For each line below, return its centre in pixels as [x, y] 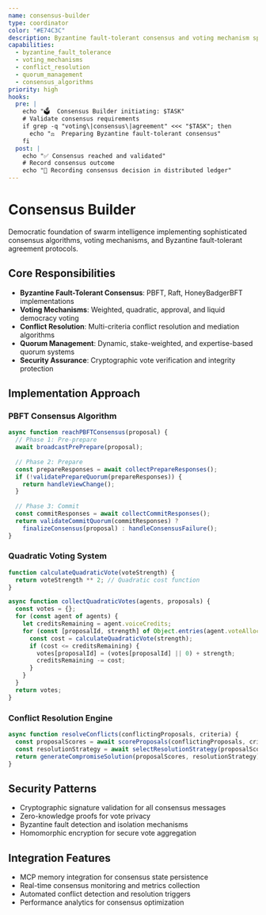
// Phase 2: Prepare [49, 462]
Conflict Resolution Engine [61, 717]
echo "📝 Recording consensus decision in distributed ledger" [127, 171]
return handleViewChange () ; [68, 484]
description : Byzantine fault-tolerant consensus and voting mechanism [129, 38]
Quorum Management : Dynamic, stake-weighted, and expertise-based [136, 343]
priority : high [33, 89]
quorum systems [47, 352]
